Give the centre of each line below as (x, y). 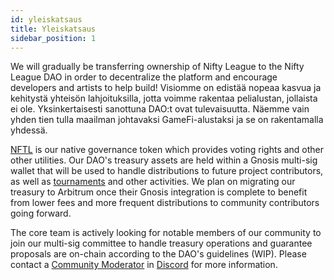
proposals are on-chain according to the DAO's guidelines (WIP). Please (158, 254)
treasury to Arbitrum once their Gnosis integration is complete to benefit (159, 192)
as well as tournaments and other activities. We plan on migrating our (153, 182)
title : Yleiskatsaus (53, 29)
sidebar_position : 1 (53, 38)
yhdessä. (29, 130)
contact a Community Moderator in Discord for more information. (144, 265)
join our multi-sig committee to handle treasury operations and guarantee (161, 243)
